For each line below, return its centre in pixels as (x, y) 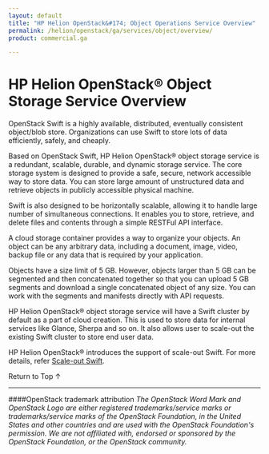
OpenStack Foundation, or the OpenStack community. (98, 442)
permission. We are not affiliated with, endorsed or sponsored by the (122, 433)
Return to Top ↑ (35, 376)
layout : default (35, 16)
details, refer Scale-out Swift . (57, 361)
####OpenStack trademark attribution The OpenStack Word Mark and (125, 400)
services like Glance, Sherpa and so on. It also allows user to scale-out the (131, 329)
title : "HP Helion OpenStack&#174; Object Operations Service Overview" (132, 23)
